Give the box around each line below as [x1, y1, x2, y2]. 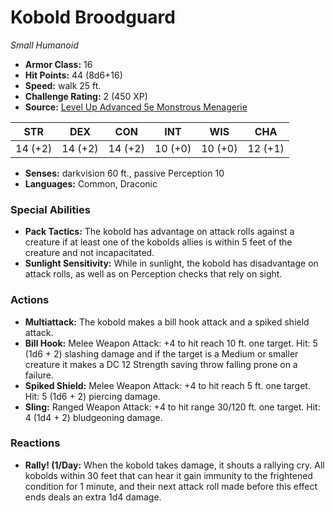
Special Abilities [10, 202, 91, 216]
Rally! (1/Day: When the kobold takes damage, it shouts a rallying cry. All [24, 459, 325, 471]
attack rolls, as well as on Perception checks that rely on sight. [24, 268, 283, 280]
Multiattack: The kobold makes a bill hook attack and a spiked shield [24, 316, 310, 328]
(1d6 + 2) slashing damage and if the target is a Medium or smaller [24, 347, 299, 360]
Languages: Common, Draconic [24, 177, 158, 190]
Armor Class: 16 [24, 58, 93, 70]
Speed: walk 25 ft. [24, 79, 102, 91]
